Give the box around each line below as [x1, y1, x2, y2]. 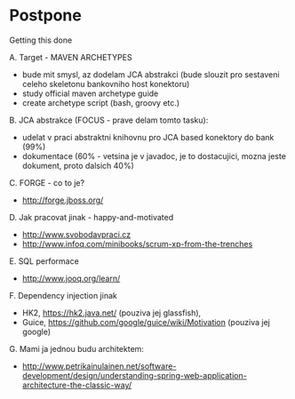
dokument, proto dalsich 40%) [21, 160, 135, 171]
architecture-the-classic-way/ [21, 379, 132, 390]
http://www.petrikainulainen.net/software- [21, 361, 177, 371]
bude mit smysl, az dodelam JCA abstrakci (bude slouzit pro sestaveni [21, 68, 280, 80]
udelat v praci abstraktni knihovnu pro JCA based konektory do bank [21, 132, 275, 142]
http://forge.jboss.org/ [21, 195, 104, 205]
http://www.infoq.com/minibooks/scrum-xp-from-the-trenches [21, 238, 253, 249]
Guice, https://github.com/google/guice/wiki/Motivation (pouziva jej [21, 316, 271, 327]
